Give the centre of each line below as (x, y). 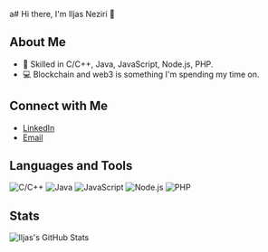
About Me (38, 42)
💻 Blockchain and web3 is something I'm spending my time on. (141, 74)
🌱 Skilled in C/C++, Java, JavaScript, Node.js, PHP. (118, 64)
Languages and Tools (71, 166)
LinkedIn (38, 127)
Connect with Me (59, 106)
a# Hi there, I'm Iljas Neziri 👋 (62, 14)
